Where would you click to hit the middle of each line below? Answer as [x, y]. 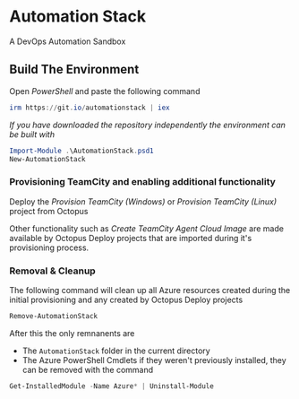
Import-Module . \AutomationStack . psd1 [81, 151]
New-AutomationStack [48, 159]
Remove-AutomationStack [54, 316]
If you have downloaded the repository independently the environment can [148, 125]
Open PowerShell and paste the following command [105, 91]
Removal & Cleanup [52, 271]
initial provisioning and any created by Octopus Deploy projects [126, 299]
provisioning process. [49, 247]
